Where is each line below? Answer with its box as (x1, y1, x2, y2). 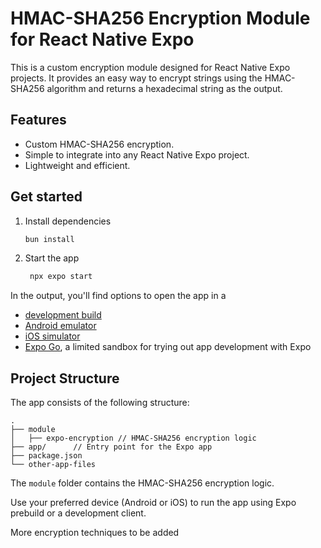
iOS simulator (24, 330, 81, 342)
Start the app (24, 252, 80, 264)
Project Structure (10, 370, 120, 387)
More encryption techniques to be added (10, 527, 180, 539)
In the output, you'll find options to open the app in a (10, 290, 227, 302)
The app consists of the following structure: (10, 397, 190, 409)
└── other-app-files (10, 460, 97, 470)
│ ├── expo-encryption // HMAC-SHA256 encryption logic (10, 433, 257, 444)
